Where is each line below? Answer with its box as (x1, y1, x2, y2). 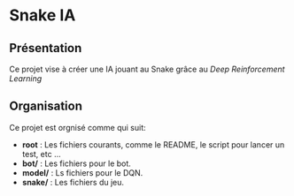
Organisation (9, 99, 82, 114)
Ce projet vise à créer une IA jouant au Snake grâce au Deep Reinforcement (9, 64, 285, 74)
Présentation (9, 41, 82, 56)
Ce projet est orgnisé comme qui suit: (9, 122, 146, 132)
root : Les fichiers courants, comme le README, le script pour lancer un (21, 139, 285, 150)
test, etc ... (21, 148, 61, 159)
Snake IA (9, 5, 76, 26)
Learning (9, 73, 43, 84)
